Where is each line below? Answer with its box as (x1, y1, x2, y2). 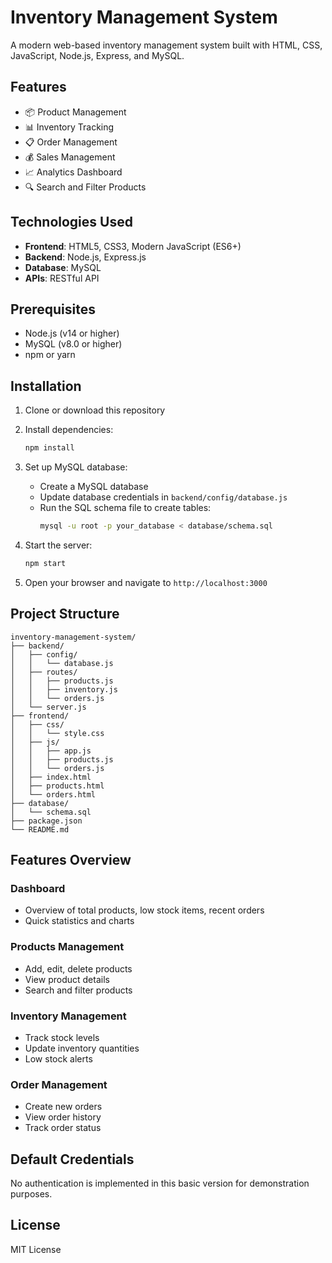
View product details (24, 973, 110, 985)
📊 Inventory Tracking (24, 121, 115, 133)
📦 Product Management (24, 106, 127, 118)
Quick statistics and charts (24, 915, 135, 927)
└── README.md (10, 824, 70, 835)
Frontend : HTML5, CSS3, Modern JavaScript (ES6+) (24, 240, 242, 252)
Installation (10, 377, 82, 395)
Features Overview (10, 852, 132, 869)
